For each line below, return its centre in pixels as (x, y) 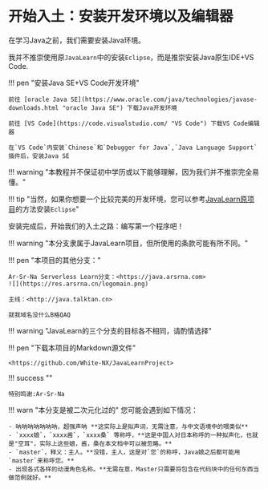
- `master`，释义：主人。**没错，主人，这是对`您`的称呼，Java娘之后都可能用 (124, 452)
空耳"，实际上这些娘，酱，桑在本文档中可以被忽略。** (95, 443)
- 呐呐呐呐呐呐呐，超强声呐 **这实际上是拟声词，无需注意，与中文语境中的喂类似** (128, 426)
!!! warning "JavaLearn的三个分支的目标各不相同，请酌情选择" (110, 330)
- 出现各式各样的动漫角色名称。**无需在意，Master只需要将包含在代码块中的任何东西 (131, 469)
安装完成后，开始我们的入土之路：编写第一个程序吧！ (96, 226)
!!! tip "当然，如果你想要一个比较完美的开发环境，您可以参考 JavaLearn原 (128, 199)
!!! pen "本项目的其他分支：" (55, 260)
